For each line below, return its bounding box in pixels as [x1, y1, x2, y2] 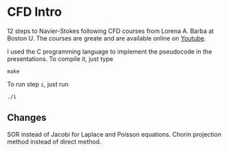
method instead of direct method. [7, 137, 101, 146]
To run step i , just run [7, 80, 69, 88]
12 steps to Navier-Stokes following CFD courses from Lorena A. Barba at [7, 27, 214, 35]
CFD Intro [7, 4, 62, 20]
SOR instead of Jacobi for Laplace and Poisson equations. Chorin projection [7, 130, 222, 138]
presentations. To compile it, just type [7, 54, 114, 62]
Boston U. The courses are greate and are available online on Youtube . [7, 34, 207, 42]
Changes [7, 112, 47, 124]
